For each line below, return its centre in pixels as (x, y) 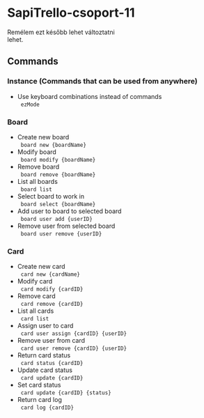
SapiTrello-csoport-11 (71, 13)
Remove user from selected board (66, 226)
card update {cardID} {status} (66, 393)
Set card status (39, 385)
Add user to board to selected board (69, 211)
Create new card (41, 267)
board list (36, 189)
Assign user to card (45, 326)
